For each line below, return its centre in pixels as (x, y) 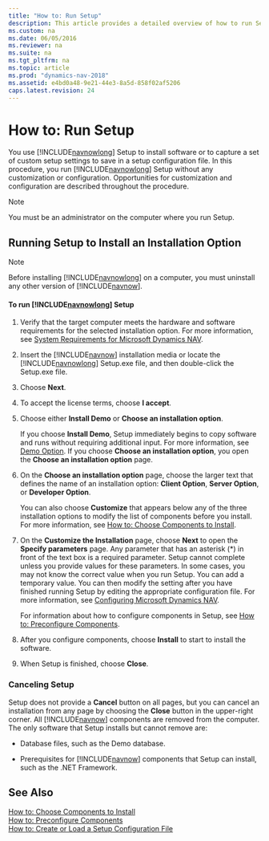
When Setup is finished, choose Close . (84, 664)
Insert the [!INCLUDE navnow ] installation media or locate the (120, 355)
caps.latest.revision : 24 (51, 90)
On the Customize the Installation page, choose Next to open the (129, 540)
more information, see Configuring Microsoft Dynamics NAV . (120, 600)
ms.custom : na (32, 30)
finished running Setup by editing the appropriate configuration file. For (137, 591)
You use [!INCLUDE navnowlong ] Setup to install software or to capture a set (134, 152)
